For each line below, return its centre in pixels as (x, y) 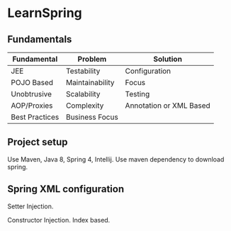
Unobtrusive (31, 94)
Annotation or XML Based (168, 106)
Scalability (83, 94)
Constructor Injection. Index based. (59, 220)
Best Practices (35, 117)
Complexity (85, 106)
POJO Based (32, 83)
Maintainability (90, 83)
